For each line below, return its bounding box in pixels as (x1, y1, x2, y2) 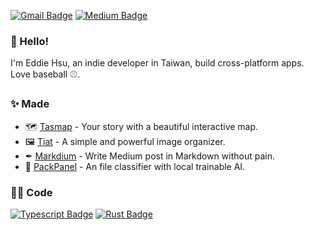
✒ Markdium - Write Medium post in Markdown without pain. (24, 150, 275, 162)
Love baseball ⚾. (10, 68, 81, 80)
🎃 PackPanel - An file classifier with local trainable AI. (24, 160, 246, 172)
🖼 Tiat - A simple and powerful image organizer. (24, 135, 226, 147)
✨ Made (10, 97, 50, 111)
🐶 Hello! (10, 34, 50, 48)
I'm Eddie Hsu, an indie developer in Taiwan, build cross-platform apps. (10, 57, 305, 69)
